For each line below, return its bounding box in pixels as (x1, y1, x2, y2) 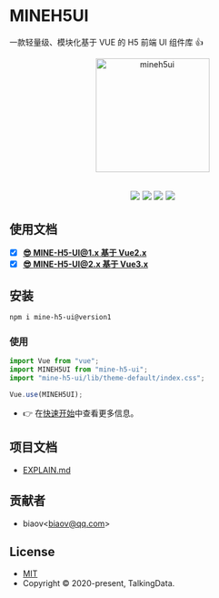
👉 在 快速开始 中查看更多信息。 (22, 407, 139, 419)
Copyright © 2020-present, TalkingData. (22, 578, 175, 589)
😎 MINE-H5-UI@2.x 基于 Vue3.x (22, 258, 148, 269)
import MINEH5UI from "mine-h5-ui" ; (9, 365, 148, 374)
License (9, 543, 55, 560)
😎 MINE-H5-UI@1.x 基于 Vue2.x (22, 248, 147, 258)
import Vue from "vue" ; (9, 357, 100, 366)
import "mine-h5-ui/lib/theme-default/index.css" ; (9, 374, 205, 383)
